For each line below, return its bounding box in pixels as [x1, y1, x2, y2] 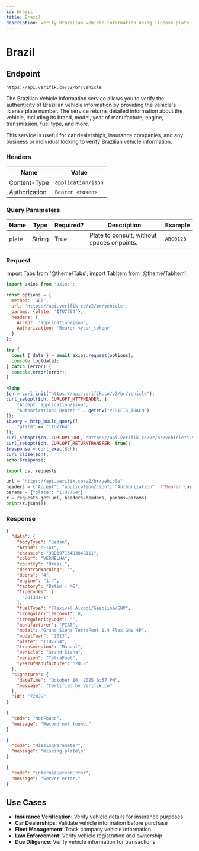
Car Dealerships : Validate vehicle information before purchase [14, 820, 168, 827]
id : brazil [6, 8, 33, 15]
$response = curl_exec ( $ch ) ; [6, 446, 78, 452]
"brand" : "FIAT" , [17, 545, 60, 551]
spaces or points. [89, 238, 138, 246]
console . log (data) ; [11, 358, 60, 364]
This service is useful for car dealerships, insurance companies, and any [6, 132, 184, 139]
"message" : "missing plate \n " [11, 748, 86, 754]
